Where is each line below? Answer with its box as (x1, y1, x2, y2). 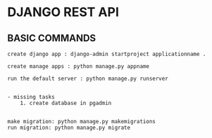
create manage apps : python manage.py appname (7, 63, 150, 70)
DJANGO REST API (7, 4, 120, 20)
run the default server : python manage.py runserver (7, 75, 169, 82)
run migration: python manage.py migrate (7, 124, 131, 131)
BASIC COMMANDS (7, 32, 96, 44)
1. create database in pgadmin (20, 99, 112, 106)
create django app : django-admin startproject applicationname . (7, 50, 206, 57)
